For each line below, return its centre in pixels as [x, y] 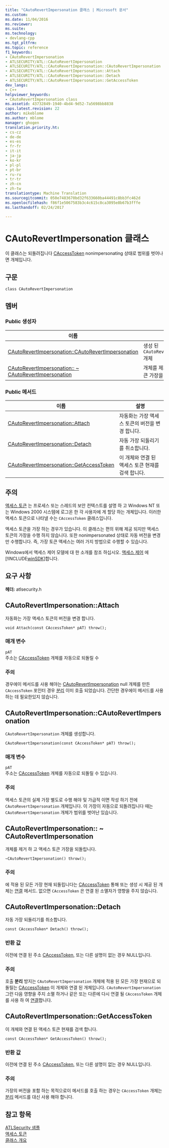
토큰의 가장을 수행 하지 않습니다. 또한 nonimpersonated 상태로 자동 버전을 [78, 535]
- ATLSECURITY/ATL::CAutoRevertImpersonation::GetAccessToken [72, 80]
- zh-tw [13, 189]
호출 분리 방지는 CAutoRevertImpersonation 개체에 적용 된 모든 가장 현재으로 [80, 981]
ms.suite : [16, 29]
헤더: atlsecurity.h [23, 589]
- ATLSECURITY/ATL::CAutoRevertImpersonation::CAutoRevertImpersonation [83, 66]
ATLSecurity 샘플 [23, 1128]
